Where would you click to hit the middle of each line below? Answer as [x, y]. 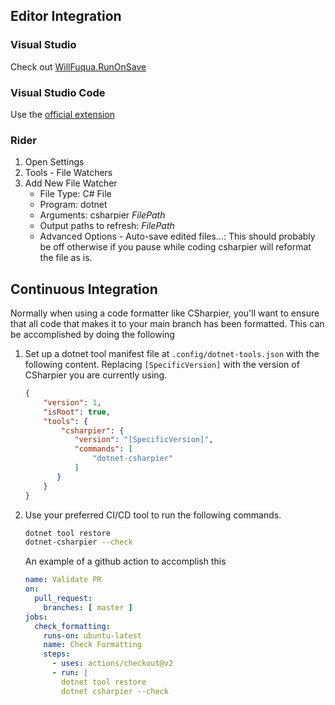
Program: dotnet [73, 205]
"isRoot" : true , [77, 412]
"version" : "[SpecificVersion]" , [144, 440]
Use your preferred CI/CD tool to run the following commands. [153, 515]
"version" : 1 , [72, 402]
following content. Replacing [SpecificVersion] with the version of [162, 365]
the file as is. [66, 258]
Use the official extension [63, 114]
